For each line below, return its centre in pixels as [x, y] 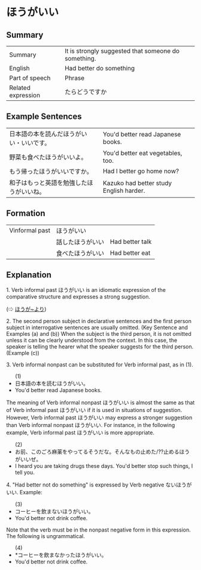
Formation [26, 214]
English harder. [124, 190]
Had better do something [100, 68]
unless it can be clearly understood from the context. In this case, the [92, 341]
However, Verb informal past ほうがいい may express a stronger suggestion [99, 417]
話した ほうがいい [80, 242]
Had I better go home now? [141, 171]
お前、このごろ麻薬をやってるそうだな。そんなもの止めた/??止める [97, 452]
